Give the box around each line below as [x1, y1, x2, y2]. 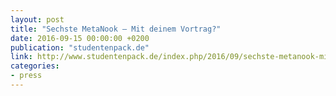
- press [10, 71, 43, 81]
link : [10, 52, 33, 62]
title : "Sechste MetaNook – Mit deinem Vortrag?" [10, 24, 222, 34]
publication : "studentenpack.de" [10, 42, 150, 53]
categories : [10, 61, 60, 71]
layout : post [10, 14, 65, 25]
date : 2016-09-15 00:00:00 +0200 [10, 33, 150, 43]
